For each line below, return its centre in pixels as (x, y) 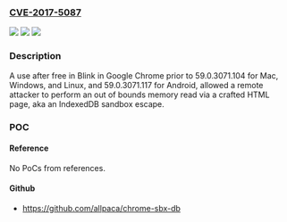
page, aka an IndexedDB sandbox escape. (87, 103)
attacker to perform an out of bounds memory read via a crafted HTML (139, 95)
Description (35, 56)
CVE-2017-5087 (46, 12)
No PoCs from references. (57, 168)
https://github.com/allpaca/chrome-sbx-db (101, 208)
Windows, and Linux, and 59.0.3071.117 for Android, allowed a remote (136, 85)
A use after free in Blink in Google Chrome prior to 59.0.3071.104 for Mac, (144, 75)
